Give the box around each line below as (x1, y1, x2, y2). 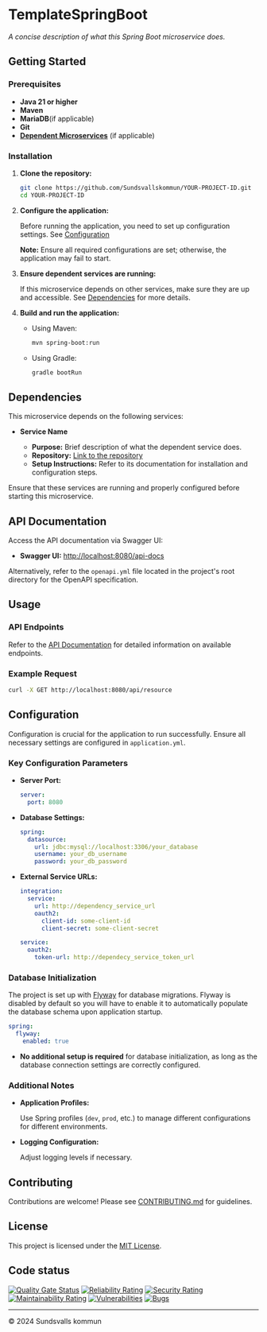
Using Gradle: (31, 353, 77, 362)
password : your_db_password (34, 858, 127, 865)
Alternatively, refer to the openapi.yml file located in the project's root (8, 567, 235, 576)
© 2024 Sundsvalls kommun (8, 1316, 102, 1326)
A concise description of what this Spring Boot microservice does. (8, 32, 226, 41)
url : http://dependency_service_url (34, 902, 156, 910)
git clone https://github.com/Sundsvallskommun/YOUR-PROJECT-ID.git (19, 184, 252, 192)
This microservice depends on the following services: (8, 412, 184, 421)
